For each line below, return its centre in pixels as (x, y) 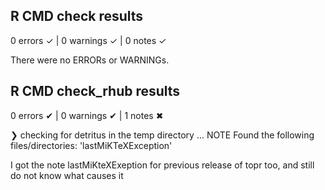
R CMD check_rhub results (95, 91)
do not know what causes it (67, 175)
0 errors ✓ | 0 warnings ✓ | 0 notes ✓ (88, 40)
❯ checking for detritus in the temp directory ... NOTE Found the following (162, 135)
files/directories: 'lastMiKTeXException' (91, 145)
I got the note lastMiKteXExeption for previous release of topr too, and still (162, 165)
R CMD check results (77, 16)
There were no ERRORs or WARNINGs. (90, 60)
